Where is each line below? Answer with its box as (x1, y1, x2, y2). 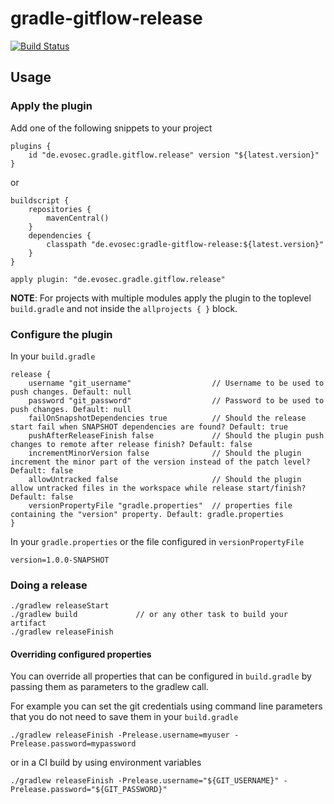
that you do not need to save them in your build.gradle (10, 711, 239, 723)
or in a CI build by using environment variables (10, 757, 202, 769)
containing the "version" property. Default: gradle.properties (10, 509, 284, 519)
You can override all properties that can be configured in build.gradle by (10, 670, 312, 682)
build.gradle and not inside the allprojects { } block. (10, 302, 238, 314)
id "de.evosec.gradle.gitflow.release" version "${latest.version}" (28, 150, 320, 160)
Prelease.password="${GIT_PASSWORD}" (10, 785, 168, 795)
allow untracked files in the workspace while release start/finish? (10, 483, 307, 493)
